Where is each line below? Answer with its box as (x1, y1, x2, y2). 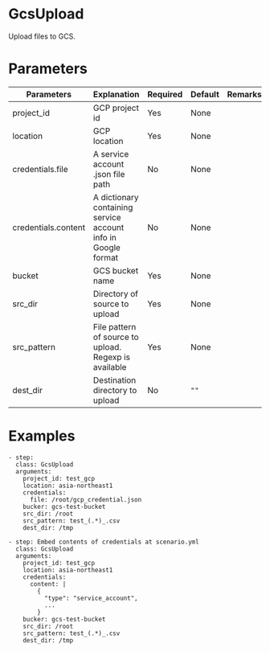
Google (92, 242, 121, 253)
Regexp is (92, 351, 131, 363)
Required (147, 88, 183, 100)
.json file (92, 168, 125, 179)
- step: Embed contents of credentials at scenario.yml (8, 538, 199, 546)
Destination (92, 375, 137, 386)
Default (190, 88, 219, 100)
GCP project (92, 102, 139, 113)
